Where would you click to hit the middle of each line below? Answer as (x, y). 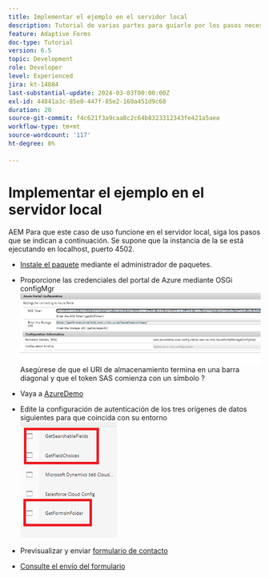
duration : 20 (30, 110)
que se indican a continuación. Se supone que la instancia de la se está (126, 240)
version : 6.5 (30, 51)
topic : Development (41, 59)
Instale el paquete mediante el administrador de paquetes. (116, 264)
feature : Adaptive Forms (50, 34)
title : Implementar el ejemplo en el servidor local (98, 17)
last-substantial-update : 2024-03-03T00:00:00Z (89, 93)
